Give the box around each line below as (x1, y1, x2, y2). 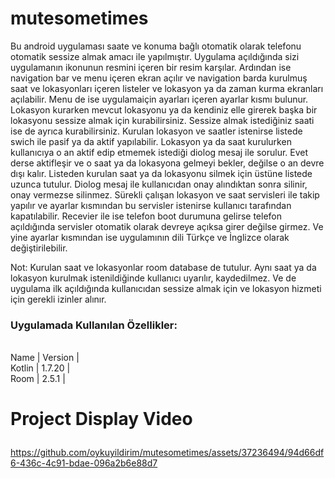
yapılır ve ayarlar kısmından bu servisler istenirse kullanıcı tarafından (10, 199, 292, 211)
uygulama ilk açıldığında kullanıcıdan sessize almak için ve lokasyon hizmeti (10, 282, 322, 294)
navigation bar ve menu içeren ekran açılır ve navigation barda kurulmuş (10, 72, 308, 84)
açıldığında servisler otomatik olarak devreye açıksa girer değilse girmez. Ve (10, 220, 324, 232)
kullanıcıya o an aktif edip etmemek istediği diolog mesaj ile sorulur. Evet (10, 146, 309, 158)
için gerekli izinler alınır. (10, 293, 107, 305)
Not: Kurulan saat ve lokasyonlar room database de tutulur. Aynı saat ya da (10, 261, 317, 273)
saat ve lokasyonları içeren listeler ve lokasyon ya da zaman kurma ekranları (10, 82, 324, 94)
